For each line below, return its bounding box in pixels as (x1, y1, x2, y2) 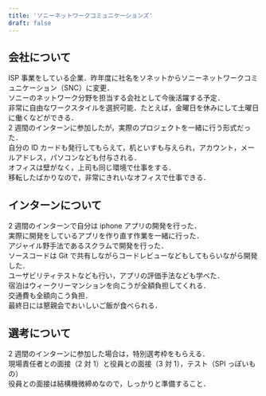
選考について (8, 326, 72, 339)
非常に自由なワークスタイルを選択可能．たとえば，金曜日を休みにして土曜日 (8, 103, 260, 112)
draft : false (8, 19, 52, 27)
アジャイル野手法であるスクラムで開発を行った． (8, 241, 169, 251)
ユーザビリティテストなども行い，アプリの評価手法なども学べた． (8, 271, 225, 280)
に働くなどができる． (8, 113, 78, 123)
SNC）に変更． (63, 83, 114, 92)
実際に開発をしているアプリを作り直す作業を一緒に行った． (8, 231, 204, 241)
